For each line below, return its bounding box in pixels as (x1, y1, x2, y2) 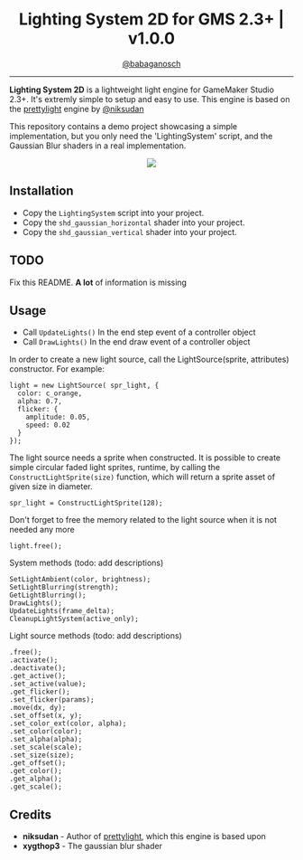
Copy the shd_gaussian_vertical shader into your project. (22, 226, 237, 237)
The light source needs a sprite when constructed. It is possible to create (9, 452, 281, 463)
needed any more (9, 525, 75, 535)
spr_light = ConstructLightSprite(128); (9, 498, 164, 508)
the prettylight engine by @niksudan (9, 103, 144, 114)
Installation (9, 184, 74, 199)
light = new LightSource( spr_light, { (9, 381, 160, 391)
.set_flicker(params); (9, 695, 95, 704)
